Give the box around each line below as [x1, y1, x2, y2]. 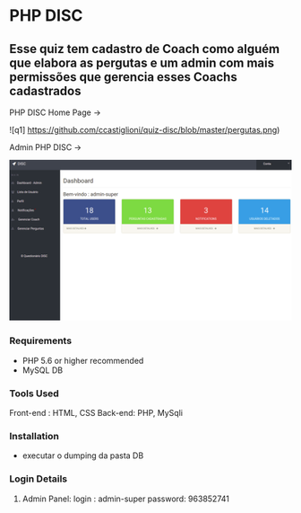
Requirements [9, 334, 73, 347]
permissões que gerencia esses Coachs [9, 69, 237, 84]
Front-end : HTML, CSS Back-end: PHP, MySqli [9, 408, 184, 419]
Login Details [9, 473, 68, 485]
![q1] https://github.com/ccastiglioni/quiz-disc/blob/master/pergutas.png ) [9, 125, 280, 135]
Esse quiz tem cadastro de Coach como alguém [9, 41, 280, 57]
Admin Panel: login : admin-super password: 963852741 [21, 493, 230, 504]
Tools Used [9, 387, 60, 400]
